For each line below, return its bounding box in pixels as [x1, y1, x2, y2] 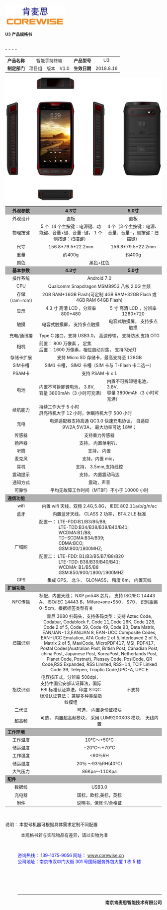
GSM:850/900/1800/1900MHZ [58, 569, 124, 575]
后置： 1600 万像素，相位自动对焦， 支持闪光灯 [39, 347, 137, 353]
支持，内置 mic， [82, 455, 117, 461]
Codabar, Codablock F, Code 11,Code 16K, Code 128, [43, 619, 156, 625]
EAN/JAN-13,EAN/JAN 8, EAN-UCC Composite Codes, [42, 629, 157, 635]
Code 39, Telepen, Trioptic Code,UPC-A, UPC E [50, 666, 149, 672]
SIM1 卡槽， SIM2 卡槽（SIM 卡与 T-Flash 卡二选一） [44, 362, 154, 369]
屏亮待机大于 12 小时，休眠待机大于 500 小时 [39, 410, 132, 416]
